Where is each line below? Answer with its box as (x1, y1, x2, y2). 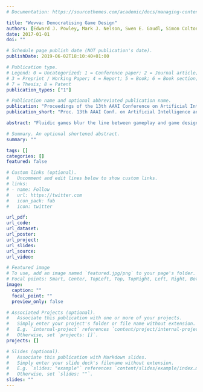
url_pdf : (6, 214, 28, 221)
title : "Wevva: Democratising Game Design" (6, 19, 118, 26)
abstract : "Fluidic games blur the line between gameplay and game (6, 120, 180, 126)
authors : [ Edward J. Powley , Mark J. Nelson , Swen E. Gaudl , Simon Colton (6, 25, 199, 32)
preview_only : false (11, 298, 63, 305)
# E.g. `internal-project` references (6, 327, 110, 333)
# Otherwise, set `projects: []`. (6, 332, 98, 338)
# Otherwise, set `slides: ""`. (6, 371, 94, 377)
